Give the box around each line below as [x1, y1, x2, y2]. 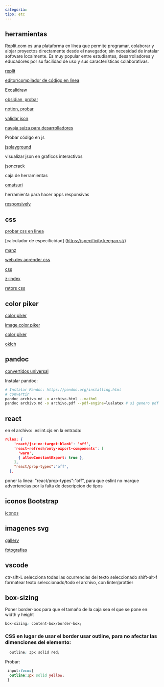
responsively [5, 201, 31, 207]
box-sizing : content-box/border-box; [5, 621, 82, 626]
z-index [5, 276, 21, 282]
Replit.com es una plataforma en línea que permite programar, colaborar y [5, 43, 154, 49]
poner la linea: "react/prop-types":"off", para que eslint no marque [5, 478, 140, 483]
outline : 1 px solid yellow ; [9, 673, 65, 678]
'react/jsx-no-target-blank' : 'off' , [14, 441, 91, 446]
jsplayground [5, 144, 32, 150]
